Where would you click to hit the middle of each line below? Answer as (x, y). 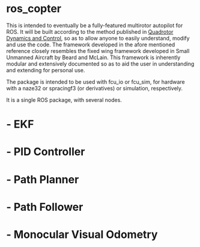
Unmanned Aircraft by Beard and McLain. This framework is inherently (93, 57)
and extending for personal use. (46, 70)
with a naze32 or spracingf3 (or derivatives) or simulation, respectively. (95, 88)
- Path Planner (43, 179)
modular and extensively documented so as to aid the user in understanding (100, 64)
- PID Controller (46, 152)
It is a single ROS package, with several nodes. (64, 100)
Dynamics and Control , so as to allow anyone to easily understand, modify (98, 38)
